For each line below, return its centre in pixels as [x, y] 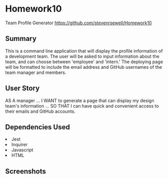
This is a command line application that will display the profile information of [84, 51]
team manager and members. [36, 72]
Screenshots [26, 171]
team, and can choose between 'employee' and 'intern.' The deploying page [84, 62]
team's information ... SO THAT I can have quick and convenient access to [82, 106]
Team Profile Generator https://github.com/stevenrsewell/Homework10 [78, 23]
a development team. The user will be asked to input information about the [82, 56]
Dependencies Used [38, 127]
